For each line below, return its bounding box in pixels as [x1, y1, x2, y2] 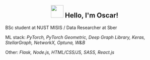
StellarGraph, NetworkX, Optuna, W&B [5, 39, 86, 45]
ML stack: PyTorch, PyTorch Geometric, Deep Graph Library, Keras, [5, 34, 145, 40]
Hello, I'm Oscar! [64, 11, 119, 20]
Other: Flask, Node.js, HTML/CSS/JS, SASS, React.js [5, 49, 115, 55]
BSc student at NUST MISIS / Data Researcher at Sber [5, 24, 117, 30]
